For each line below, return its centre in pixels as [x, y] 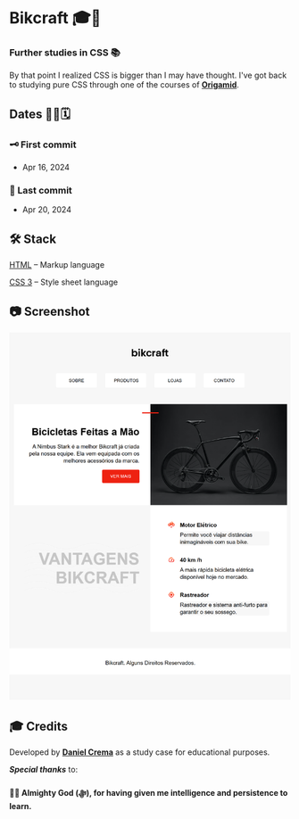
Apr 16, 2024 [46, 168]
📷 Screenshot [50, 311]
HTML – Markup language [57, 265]
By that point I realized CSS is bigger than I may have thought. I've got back [148, 75]
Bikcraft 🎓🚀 [55, 18]
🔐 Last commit [41, 191]
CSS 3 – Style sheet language [64, 282]
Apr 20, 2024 [46, 210]
